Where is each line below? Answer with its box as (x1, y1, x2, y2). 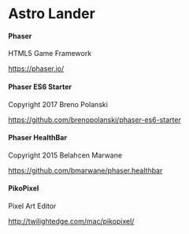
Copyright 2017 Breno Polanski (8, 99, 109, 109)
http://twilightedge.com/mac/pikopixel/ (8, 217, 135, 225)
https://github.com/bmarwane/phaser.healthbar (8, 165, 163, 175)
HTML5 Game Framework (8, 49, 92, 58)
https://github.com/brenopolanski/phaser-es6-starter (8, 115, 181, 124)
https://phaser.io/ (8, 64, 65, 73)
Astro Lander (8, 5, 96, 23)
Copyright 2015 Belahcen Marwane (8, 150, 123, 160)
